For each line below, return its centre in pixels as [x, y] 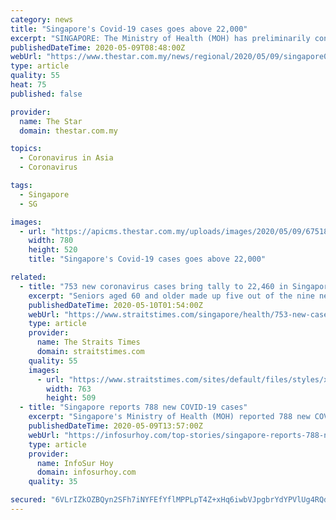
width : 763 [69, 389]
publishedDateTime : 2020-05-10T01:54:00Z [115, 305]
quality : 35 [53, 482]
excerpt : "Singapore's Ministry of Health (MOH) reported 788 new [169, 417]
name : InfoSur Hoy [75, 463]
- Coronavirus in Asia [66, 158]
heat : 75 [28, 85]
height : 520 [53, 250]
